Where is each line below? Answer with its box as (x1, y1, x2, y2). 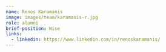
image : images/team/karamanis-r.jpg (5, 14, 98, 20)
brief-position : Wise (5, 25, 61, 32)
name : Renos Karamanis (5, 8, 63, 15)
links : (5, 31, 22, 37)
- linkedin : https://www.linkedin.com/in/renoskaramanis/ (11, 36, 161, 42)
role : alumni (5, 20, 39, 26)
